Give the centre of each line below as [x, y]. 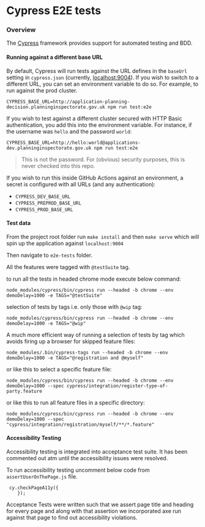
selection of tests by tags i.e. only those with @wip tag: [74, 306]
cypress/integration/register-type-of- [117, 386]
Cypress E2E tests [54, 11]
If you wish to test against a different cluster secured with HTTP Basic [94, 118]
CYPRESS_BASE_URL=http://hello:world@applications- [73, 142]
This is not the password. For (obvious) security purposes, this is [103, 159]
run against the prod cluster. [42, 90]
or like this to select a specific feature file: [59, 369]
